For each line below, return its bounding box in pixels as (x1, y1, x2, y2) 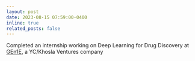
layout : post (6, 8, 39, 15)
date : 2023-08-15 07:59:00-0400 (6, 14, 87, 20)
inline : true (6, 20, 39, 26)
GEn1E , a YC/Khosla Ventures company (6, 48, 104, 56)
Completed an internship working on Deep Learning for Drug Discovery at (6, 42, 190, 49)
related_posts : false (6, 25, 61, 32)
